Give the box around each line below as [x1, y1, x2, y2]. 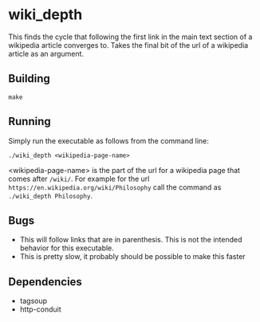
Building [8, 72, 50, 85]
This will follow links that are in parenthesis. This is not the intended [19, 235, 242, 245]
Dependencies [8, 275, 82, 289]
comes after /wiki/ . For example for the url [8, 174, 150, 183]
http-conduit [19, 304, 61, 314]
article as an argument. [8, 49, 85, 58]
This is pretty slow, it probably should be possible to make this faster [19, 252, 246, 261]
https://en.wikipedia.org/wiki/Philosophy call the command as [8, 182, 222, 192]
